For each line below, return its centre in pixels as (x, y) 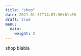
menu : (11, 24)
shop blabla (18, 48)
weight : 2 (25, 34)
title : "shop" (20, 10)
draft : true (18, 19)
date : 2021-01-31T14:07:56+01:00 (41, 15)
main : (16, 29)
